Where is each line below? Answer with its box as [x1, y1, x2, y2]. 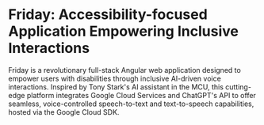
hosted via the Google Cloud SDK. [8, 107, 120, 116]
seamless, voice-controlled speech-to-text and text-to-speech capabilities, [8, 99, 254, 108]
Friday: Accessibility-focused [8, 6, 208, 24]
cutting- [224, 81, 252, 92]
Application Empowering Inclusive [8, 22, 239, 40]
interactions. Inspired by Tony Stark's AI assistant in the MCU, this [8, 81, 224, 92]
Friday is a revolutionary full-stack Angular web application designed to [8, 65, 242, 74]
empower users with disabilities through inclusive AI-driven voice [8, 74, 222, 83]
